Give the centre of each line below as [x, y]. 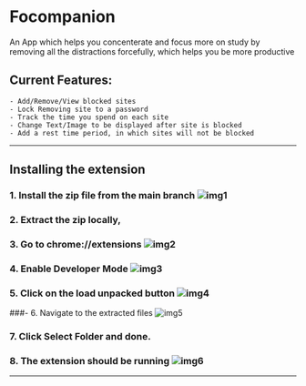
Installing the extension [77, 170]
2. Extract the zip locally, [65, 219]
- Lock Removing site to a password [79, 109]
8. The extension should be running [90, 361]
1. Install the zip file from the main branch [102, 196]
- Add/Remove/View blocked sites [73, 101]
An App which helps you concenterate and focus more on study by [135, 42]
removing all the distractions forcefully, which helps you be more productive [152, 51]
